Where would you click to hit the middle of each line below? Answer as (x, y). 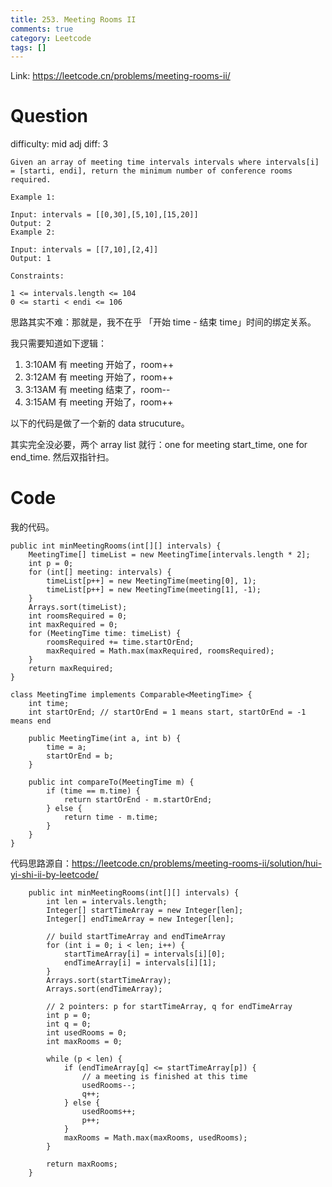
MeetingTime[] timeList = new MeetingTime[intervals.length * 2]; (169, 555)
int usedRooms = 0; (87, 1033)
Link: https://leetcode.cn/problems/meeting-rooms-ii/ (120, 76)
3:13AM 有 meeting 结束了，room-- (97, 390)
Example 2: (33, 232)
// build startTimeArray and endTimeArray (136, 937)
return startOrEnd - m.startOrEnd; (138, 800)
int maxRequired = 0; (73, 625)
